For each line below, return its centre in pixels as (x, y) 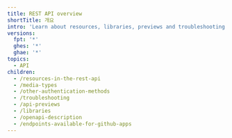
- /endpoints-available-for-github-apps (73, 124)
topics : (18, 59)
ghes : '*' (27, 46)
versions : (22, 33)
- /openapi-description (48, 117)
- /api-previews (37, 105)
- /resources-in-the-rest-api (57, 78)
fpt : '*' (26, 40)
